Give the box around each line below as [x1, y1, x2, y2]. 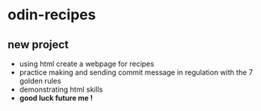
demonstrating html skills [19, 84, 103, 94]
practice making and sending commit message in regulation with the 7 [19, 68, 254, 77]
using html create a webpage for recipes [19, 59, 154, 68]
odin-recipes [7, 6, 96, 24]
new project [7, 38, 69, 51]
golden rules [19, 76, 61, 85]
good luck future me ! [19, 93, 94, 102]
